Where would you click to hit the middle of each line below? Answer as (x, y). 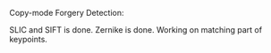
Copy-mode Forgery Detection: (67, 13)
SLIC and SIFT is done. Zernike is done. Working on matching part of (135, 30)
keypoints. (28, 39)
